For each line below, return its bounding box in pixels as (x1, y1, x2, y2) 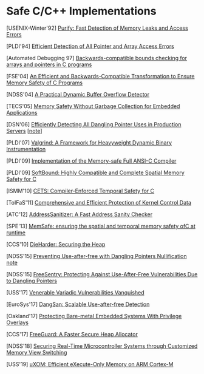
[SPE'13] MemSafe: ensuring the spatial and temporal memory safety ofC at (6, 222, 195, 229)
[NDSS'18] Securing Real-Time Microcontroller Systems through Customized (6, 342, 198, 350)
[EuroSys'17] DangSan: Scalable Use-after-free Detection (6, 301, 150, 308)
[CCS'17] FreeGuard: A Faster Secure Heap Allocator (6, 330, 138, 338)
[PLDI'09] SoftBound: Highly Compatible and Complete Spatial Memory (6, 169, 185, 176)
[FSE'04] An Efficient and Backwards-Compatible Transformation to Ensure (6, 72, 195, 80)
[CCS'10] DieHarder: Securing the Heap (6, 240, 106, 248)
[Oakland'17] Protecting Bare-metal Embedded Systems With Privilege (6, 312, 182, 319)
